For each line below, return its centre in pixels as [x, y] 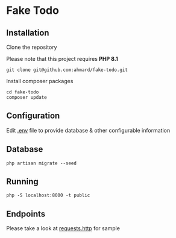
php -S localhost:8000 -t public [48, 196]
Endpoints [26, 214]
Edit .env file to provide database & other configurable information [88, 130]
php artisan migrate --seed [42, 163]
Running [23, 182]
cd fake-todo [23, 92]
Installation [28, 33]
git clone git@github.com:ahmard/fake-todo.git [67, 70]
